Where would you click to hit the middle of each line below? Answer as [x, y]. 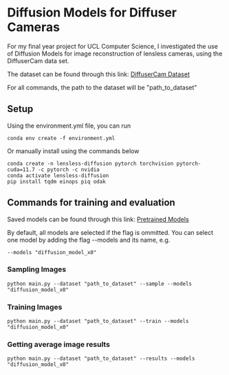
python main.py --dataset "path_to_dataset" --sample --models [100, 284]
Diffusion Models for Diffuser [92, 13]
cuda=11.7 [21, 170]
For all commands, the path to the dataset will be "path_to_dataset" [102, 87]
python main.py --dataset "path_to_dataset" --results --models [101, 359]
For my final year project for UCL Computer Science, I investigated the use [113, 46]
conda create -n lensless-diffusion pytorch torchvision [90, 163]
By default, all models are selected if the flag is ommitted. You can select [110, 232]
